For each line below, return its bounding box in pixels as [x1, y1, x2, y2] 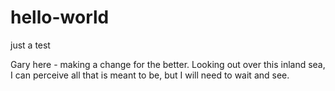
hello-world [10, 6, 110, 29]
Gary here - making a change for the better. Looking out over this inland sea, [10, 58, 326, 70]
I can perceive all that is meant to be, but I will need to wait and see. [10, 69, 290, 81]
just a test [10, 39, 51, 51]
